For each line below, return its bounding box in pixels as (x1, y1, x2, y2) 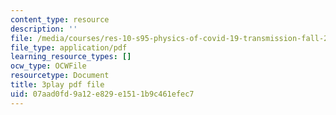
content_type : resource (10, 14, 110, 25)
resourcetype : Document (10, 71, 110, 81)
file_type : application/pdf (10, 42, 128, 53)
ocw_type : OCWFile (10, 61, 87, 71)
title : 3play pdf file (10, 80, 105, 90)
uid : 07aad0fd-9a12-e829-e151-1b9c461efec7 (10, 89, 195, 99)
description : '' (10, 24, 78, 34)
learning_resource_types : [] (10, 52, 132, 62)
